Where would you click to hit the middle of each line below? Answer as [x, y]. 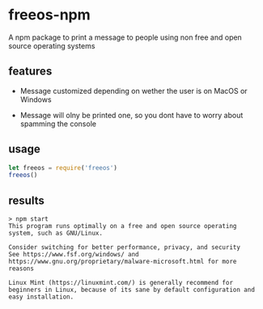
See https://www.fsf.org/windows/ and [74, 255]
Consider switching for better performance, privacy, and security [125, 248]
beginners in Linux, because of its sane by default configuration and [131, 290]
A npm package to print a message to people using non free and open [125, 37]
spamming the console [58, 124]
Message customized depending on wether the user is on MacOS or [134, 91]
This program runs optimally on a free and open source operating [123, 226]
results [26, 200]
